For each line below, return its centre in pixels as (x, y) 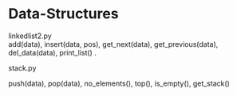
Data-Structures (63, 14)
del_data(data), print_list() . (53, 52)
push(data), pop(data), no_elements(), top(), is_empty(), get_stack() (119, 83)
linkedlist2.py (30, 36)
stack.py (22, 67)
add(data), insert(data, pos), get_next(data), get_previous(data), (113, 44)
